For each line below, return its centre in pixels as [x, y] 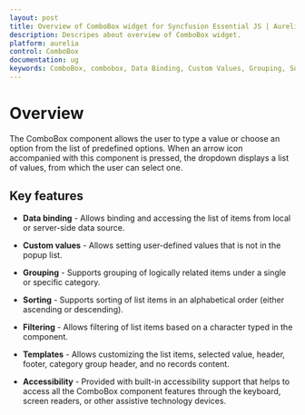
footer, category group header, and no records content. [126, 363]
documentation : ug [44, 60]
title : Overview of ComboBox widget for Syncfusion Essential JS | [140, 26]
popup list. [42, 254]
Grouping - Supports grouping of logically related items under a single [154, 272]
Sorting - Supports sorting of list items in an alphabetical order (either [153, 300]
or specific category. [61, 282]
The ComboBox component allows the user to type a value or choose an [145, 138]
